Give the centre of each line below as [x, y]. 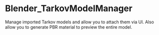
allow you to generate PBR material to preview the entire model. [69, 27]
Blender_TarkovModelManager [69, 9]
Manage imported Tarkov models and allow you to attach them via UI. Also [79, 22]
